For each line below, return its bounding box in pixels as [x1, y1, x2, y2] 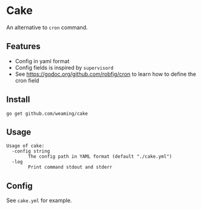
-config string [12, 148, 50, 155]
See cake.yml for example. [6, 197, 72, 204]
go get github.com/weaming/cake [6, 110, 88, 117]
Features [6, 41, 41, 52]
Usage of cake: [6, 143, 45, 149]
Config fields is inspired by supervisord [15, 64, 114, 71]
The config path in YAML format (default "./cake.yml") [28, 154, 172, 160]
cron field [15, 76, 39, 84]
